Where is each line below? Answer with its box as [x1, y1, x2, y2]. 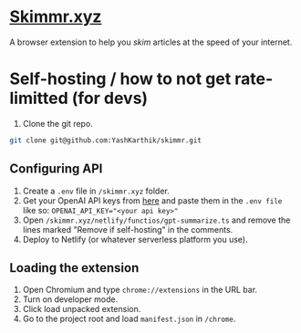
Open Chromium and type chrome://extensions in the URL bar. [22, 285, 258, 296]
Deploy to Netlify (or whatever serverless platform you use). [22, 234, 248, 245]
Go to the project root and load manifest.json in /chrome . [22, 313, 236, 325]
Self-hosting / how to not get [9, 68, 232, 89]
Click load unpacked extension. [22, 304, 141, 315]
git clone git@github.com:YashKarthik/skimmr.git [9, 135, 202, 145]
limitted [9, 88, 68, 109]
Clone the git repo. [22, 118, 93, 129]
